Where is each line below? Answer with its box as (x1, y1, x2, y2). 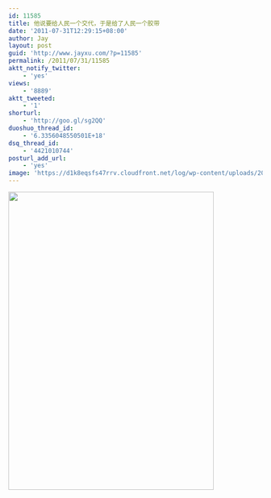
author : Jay (8, 34, 48, 43)
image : (8, 169, 31, 177)
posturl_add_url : (8, 154, 67, 162)
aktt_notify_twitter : (8, 64, 81, 73)
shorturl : (8, 110, 42, 118)
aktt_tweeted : (8, 94, 56, 102)
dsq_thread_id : (8, 139, 60, 147)
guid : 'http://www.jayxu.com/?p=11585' (8, 49, 143, 57)
